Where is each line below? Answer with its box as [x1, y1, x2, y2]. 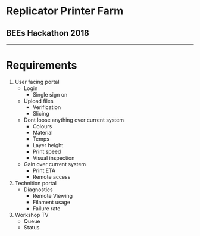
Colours [32, 122, 52, 129]
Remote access [32, 173, 71, 180]
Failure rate [32, 204, 61, 212]
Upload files [23, 97, 54, 104]
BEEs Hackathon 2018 [6, 28, 89, 38]
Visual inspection [32, 154, 75, 162]
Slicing [32, 110, 49, 117]
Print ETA [32, 167, 55, 174]
